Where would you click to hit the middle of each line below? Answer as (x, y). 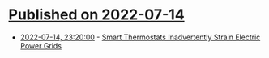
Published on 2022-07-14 (96, 15)
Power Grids (41, 45)
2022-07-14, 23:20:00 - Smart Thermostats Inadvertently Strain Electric (140, 37)
